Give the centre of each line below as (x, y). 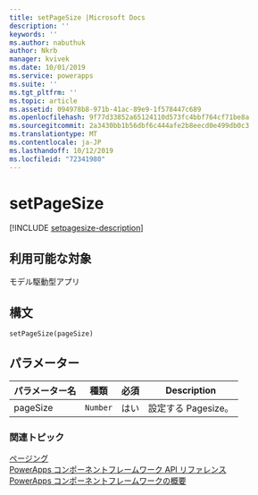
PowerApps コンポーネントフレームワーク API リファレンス (118, 470)
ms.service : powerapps (51, 76)
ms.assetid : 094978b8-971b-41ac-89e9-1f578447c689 (105, 109)
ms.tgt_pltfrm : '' (43, 92)
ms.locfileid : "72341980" (57, 159)
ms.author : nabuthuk (48, 43)
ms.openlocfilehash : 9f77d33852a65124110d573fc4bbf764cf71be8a (129, 117)
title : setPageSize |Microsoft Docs (77, 17)
